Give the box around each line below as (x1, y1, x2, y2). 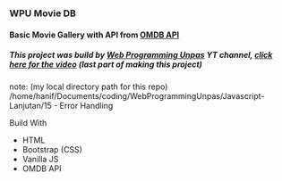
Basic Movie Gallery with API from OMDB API (9, 29, 180, 40)
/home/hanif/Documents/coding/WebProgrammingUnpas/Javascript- (9, 91, 265, 102)
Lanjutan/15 (9, 101, 52, 111)
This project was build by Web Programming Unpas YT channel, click (9, 50, 273, 61)
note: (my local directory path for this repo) (9, 81, 168, 92)
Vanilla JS (21, 154, 59, 165)
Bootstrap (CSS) (21, 144, 83, 155)
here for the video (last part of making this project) (9, 59, 203, 70)
